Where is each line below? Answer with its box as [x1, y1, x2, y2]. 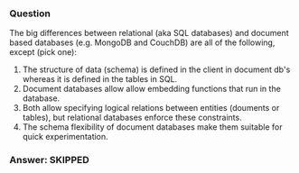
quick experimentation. [22, 132, 108, 142]
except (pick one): [9, 47, 77, 58]
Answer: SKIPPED [9, 154, 90, 167]
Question [9, 7, 51, 20]
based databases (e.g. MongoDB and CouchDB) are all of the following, [9, 37, 276, 48]
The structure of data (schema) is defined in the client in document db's [22, 64, 291, 75]
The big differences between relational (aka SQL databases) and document [9, 28, 289, 39]
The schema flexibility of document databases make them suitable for [22, 122, 283, 132]
